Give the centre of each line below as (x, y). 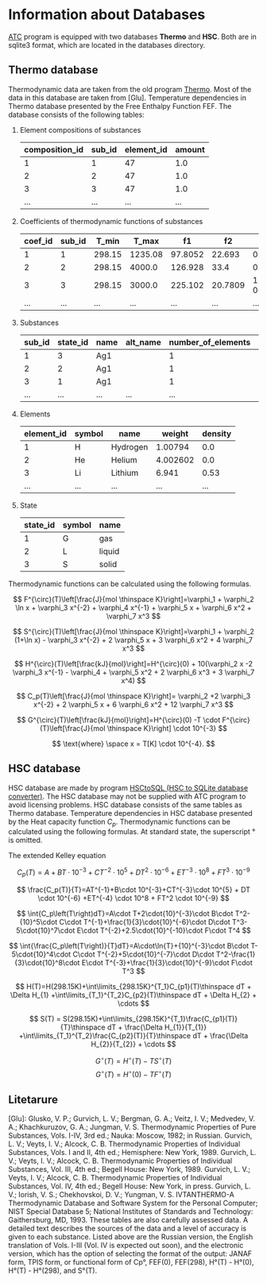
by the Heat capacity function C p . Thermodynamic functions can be (119, 822)
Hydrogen (130, 446)
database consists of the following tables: (76, 114)
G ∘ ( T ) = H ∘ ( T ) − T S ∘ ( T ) (133, 1060)
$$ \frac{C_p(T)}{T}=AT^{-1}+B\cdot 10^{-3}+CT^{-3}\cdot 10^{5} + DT (133, 889)
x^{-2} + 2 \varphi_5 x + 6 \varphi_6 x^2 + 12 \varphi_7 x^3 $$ (133, 704)
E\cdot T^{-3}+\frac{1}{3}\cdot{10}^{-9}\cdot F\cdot (167, 962)
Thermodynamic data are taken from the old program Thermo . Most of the (130, 89)
